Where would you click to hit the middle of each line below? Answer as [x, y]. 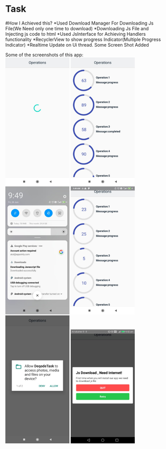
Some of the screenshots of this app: [44, 55]
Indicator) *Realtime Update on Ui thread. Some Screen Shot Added [77, 45]
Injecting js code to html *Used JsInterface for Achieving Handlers [76, 34]
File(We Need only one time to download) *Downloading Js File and [77, 28]
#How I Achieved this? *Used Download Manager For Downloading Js [79, 23]
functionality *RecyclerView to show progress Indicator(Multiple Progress [83, 39]
